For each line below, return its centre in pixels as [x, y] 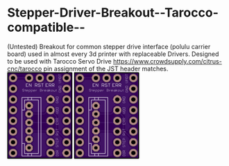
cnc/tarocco [25, 68]
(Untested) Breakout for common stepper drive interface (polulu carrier [109, 46]
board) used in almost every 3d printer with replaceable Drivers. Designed [113, 54]
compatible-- [46, 27]
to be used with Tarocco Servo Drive [60, 61]
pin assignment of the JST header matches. [106, 68]
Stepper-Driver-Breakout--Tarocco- [113, 13]
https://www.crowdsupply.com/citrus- [168, 61]
